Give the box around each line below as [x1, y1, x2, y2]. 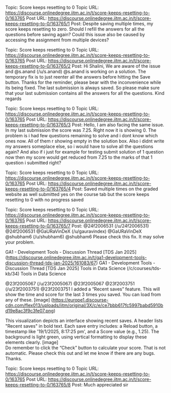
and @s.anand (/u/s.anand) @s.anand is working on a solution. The [5, 68, 147, 75]
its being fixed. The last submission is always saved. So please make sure [5, 85, 160, 91]
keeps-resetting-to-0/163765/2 [5, 63, 71, 69]
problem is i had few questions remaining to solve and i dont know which [5, 133, 158, 138]
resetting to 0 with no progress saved [5, 196, 84, 203]
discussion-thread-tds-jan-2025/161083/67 [5, 260, 97, 266]
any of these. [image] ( [5, 297, 53, 303]
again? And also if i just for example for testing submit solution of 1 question [5, 149, 164, 155]
